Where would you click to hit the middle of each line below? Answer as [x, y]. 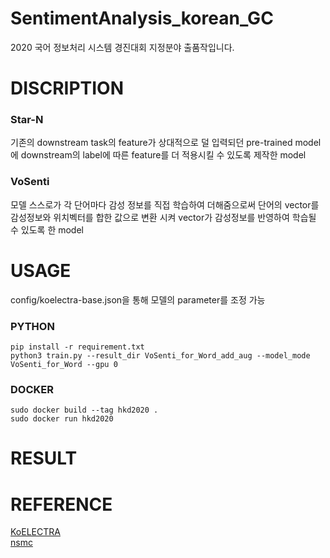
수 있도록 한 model [47, 229]
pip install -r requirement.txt [77, 347]
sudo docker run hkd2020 [62, 419]
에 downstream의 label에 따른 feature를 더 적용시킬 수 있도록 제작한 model [158, 155]
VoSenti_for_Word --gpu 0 [64, 364]
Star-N [27, 120]
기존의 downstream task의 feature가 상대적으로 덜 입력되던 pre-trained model [166, 143]
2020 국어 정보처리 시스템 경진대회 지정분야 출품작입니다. [122, 47]
